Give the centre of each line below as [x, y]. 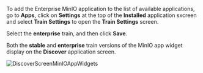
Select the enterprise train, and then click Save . [67, 33]
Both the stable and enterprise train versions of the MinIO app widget [94, 45]
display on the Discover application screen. [61, 52]
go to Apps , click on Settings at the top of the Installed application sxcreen [102, 15]
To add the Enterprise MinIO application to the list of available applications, [101, 9]
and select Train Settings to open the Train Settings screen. [83, 22]
